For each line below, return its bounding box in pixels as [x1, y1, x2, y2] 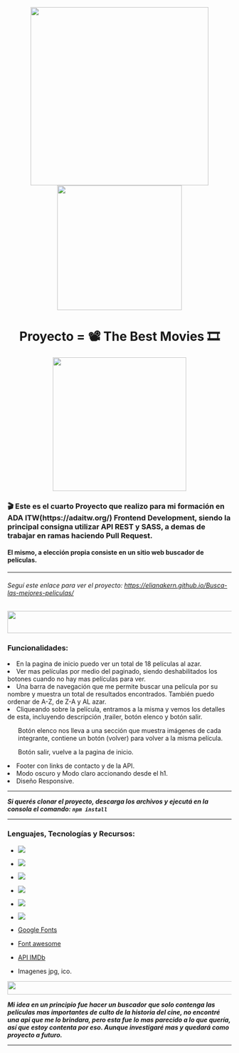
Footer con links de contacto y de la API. [16, 761, 135, 770]
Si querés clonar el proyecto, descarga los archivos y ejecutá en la [7, 797, 208, 806]
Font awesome [17, 939, 62, 947]
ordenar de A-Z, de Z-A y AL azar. [7, 697, 107, 706]
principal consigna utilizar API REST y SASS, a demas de [7, 521, 206, 531]
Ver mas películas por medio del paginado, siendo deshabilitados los [16, 667, 218, 675]
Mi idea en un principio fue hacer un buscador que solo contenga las [7, 1000, 216, 1009]
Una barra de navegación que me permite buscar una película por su [16, 682, 218, 691]
